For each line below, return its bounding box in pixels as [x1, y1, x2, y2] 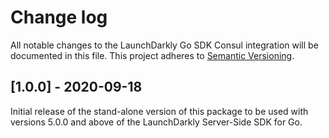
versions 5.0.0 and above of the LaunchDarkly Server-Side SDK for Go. [10, 116, 303, 128]
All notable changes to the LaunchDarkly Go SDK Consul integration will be [10, 39, 319, 51]
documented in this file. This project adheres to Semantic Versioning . [10, 49, 295, 61]
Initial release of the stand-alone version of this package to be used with [10, 105, 309, 117]
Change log [10, 6, 108, 29]
